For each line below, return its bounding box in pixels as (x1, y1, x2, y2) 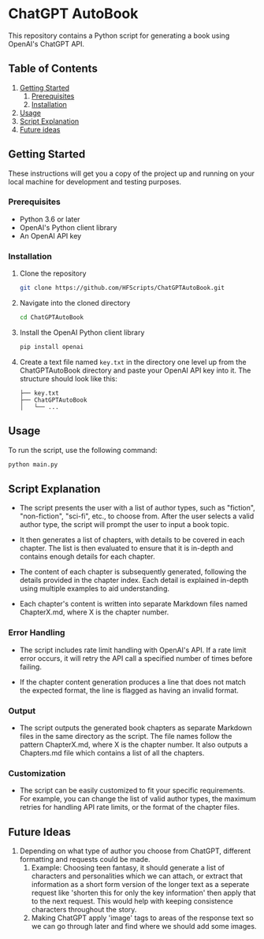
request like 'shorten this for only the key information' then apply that (31, 888, 256, 897)
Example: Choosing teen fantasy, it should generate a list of (31, 863, 225, 872)
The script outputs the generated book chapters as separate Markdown (19, 722, 252, 733)
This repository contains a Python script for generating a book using (8, 31, 230, 40)
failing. (19, 662, 42, 671)
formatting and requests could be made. (19, 854, 151, 863)
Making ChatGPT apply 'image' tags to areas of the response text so (31, 913, 254, 922)
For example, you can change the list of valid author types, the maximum (19, 794, 256, 804)
